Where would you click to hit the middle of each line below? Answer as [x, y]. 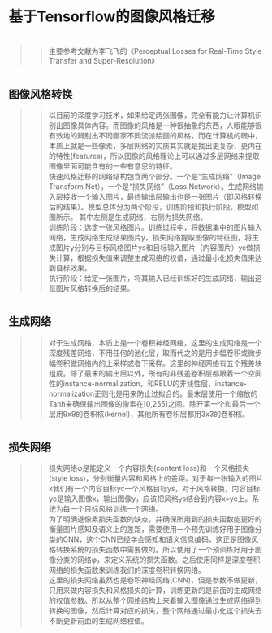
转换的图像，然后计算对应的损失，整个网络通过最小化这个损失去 [155, 611]
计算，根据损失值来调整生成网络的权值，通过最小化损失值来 [155, 257]
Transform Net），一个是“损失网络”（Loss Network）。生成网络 [153, 186]
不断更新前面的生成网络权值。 [98, 621]
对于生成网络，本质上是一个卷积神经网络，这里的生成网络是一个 [155, 342]
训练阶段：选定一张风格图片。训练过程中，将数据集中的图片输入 [155, 227]
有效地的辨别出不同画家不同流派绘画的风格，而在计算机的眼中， [155, 135]
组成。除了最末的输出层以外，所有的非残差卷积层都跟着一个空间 [155, 373]
